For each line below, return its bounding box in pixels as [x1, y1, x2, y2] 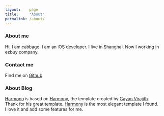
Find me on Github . [5, 72, 44, 78]
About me [5, 32, 29, 39]
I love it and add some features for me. [5, 106, 83, 112]
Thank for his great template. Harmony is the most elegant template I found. [5, 101, 159, 107]
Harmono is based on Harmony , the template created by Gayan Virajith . [5, 96, 150, 102]
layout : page [5, 7, 38, 12]
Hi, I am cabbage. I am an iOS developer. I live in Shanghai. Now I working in [5, 44, 159, 50]
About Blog [5, 85, 33, 91]
